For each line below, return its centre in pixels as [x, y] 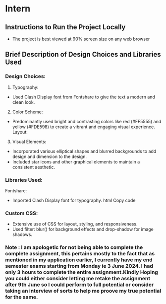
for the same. [22, 297]
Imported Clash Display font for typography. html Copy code [74, 200]
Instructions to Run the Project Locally [65, 27]
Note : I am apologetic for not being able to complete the [74, 247]
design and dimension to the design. [49, 156]
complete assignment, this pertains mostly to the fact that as [80, 254]
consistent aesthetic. [34, 167]
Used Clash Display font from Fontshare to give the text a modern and [83, 97]
